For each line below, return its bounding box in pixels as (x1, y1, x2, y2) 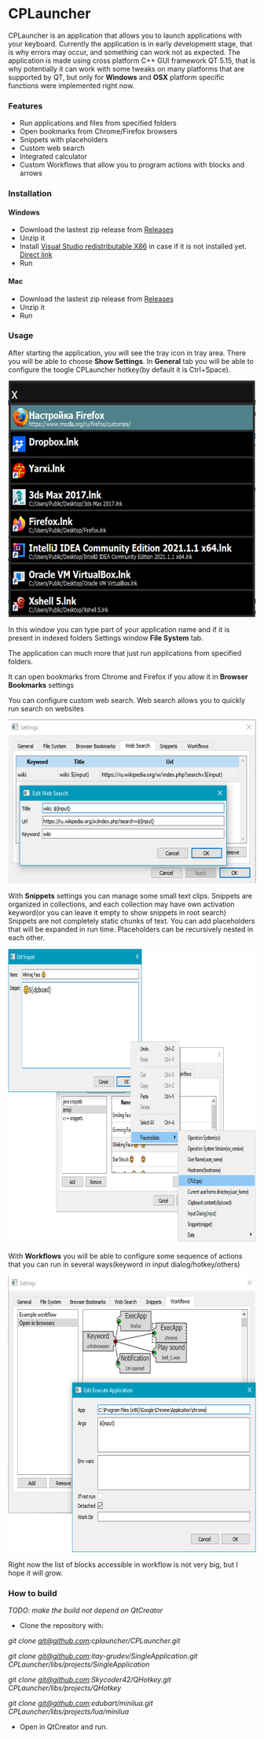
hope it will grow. (8, 1568, 64, 1577)
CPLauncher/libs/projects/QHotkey (8, 1683, 122, 1693)
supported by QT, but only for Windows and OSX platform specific (8, 72, 225, 82)
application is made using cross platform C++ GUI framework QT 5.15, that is (8, 56, 255, 65)
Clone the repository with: (19, 1621, 104, 1631)
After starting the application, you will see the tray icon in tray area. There (8, 347, 246, 358)
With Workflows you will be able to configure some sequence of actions (8, 1251, 243, 1260)
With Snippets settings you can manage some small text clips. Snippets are (8, 891, 253, 900)
